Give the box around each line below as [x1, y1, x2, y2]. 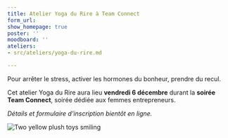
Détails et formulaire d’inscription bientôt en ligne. [7, 109, 153, 118]
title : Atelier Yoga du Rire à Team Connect [7, 10, 140, 18]
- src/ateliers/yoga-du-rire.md [7, 50, 102, 57]
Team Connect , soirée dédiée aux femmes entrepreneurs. [7, 95, 176, 104]
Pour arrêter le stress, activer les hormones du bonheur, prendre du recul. [7, 74, 222, 83]
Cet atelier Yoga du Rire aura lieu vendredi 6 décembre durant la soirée [7, 88, 216, 97]
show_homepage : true [7, 23, 68, 30]
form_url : [7, 17, 37, 24]
